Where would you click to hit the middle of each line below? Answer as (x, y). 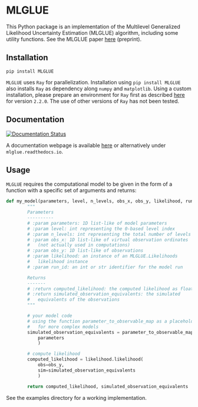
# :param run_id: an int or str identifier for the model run (105, 267)
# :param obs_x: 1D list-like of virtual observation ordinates (108, 239)
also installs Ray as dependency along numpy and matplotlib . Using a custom (99, 88)
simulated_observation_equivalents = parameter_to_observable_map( (112, 332)
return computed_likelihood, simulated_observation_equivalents (108, 386)
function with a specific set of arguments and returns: (71, 191)
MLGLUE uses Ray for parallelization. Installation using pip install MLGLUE (93, 82)
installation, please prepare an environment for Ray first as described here (95, 94)
